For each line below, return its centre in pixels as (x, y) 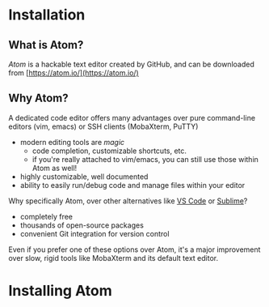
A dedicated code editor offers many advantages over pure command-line (132, 117)
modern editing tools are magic (72, 142)
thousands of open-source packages (82, 225)
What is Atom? (46, 45)
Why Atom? (38, 98)
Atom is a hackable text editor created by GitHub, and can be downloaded (131, 64)
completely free (46, 216)
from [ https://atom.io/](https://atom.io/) (74, 73)
